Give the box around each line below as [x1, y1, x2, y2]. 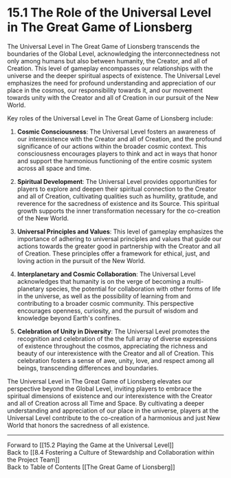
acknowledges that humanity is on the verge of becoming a [16, 277, 186, 285]
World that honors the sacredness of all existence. [7, 421, 150, 429]
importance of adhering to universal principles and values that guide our [16, 234, 222, 242]
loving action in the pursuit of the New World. [16, 256, 146, 264]
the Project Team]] [7, 455, 60, 464]
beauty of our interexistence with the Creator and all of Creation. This [16, 349, 214, 357]
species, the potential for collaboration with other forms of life [45, 284, 221, 293]
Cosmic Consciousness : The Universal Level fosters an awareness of [16, 127, 217, 136]
